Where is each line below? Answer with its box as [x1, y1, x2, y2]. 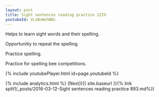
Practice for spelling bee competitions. [5, 61, 87, 67]
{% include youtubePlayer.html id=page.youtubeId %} [5, 70, 119, 77]
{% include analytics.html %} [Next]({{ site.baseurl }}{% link [5, 80, 132, 87]
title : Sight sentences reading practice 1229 [5, 12, 106, 17]
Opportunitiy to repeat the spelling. [5, 41, 79, 47]
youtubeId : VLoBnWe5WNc [5, 17, 56, 22]
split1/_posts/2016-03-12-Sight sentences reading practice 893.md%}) [5, 86, 154, 92]
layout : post [5, 7, 33, 13]
